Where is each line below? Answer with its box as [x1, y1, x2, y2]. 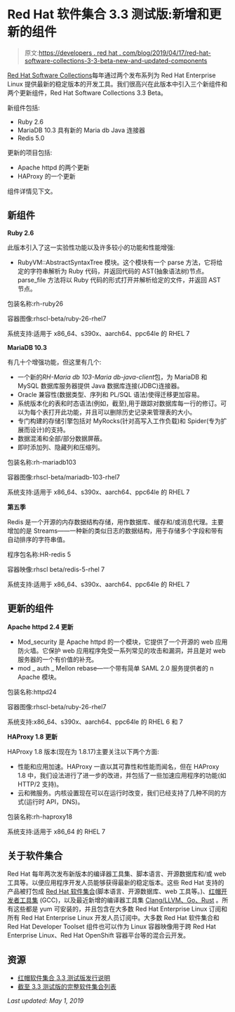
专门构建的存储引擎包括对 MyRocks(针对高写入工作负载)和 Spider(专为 [17, 416, 221, 425]
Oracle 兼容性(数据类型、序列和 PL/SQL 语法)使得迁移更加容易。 [17, 390, 203, 398]
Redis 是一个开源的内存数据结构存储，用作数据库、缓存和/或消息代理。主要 [7, 517, 224, 526]
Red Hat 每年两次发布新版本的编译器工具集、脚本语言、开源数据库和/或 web [7, 869, 227, 878]
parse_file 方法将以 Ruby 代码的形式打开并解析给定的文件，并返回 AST [17, 275, 221, 284]
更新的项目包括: [7, 148, 53, 157]
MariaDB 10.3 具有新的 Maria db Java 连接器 [17, 126, 145, 134]
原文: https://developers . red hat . [24, 48, 121, 57]
